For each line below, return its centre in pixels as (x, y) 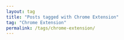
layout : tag (20, 11)
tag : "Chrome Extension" (36, 22)
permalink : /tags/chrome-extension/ (51, 28)
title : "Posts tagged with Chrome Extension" (62, 17)
